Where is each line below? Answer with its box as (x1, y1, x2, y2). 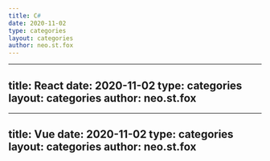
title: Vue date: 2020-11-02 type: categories (8, 127, 234, 141)
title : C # (8, 11, 42, 20)
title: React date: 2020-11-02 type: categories (8, 78, 243, 92)
